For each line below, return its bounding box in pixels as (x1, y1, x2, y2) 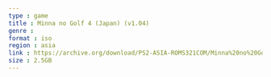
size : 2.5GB (8, 57, 52, 65)
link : (8, 49, 31, 57)
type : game (8, 11, 48, 20)
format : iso (8, 34, 52, 43)
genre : (8, 26, 35, 34)
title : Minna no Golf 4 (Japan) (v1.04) (8, 19, 150, 27)
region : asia (8, 42, 56, 50)
